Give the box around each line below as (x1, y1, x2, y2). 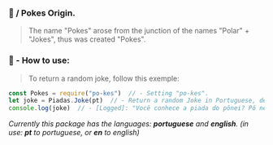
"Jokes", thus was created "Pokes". (28, 34, 146, 44)
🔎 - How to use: (8, 55, 71, 66)
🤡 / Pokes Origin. (8, 7, 76, 19)
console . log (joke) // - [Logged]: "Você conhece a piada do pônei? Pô (8, 104, 256, 112)
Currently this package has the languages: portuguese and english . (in (8, 119, 249, 129)
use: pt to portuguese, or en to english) (8, 128, 140, 138)
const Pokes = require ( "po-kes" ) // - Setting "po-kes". (8, 89, 209, 97)
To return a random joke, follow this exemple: (28, 73, 180, 83)
